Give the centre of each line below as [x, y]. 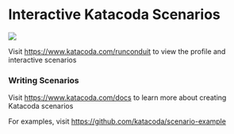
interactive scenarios [42, 59]
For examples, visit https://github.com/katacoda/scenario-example [117, 121]
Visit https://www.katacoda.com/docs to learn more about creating [117, 98]
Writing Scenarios [44, 80]
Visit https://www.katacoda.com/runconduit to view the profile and [117, 51]
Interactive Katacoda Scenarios [114, 15]
